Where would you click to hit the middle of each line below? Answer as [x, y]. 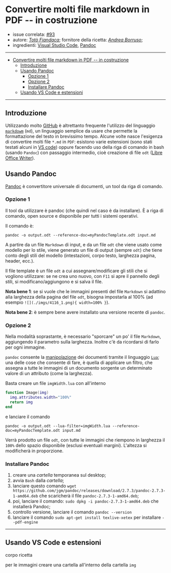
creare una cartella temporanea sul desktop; [59, 475]
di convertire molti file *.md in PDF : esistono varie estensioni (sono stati [79, 142]
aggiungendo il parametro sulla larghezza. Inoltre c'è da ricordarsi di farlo [82, 342]
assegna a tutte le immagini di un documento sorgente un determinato [79, 368]
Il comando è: [20, 226]
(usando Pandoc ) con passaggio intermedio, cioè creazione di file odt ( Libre [84, 152]
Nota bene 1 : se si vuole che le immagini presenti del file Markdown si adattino [85, 291]
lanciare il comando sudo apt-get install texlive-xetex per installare [87, 517]
